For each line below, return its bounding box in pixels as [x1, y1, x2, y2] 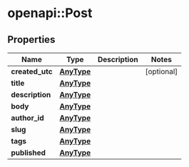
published [11, 148, 46, 158]
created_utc [11, 66, 53, 76]
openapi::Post [7, 5, 93, 21]
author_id [11, 113, 44, 123]
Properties [7, 34, 56, 46]
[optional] [145, 66, 178, 76]
